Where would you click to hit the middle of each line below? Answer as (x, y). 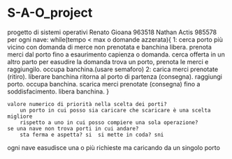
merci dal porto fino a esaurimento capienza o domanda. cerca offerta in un (116, 54)
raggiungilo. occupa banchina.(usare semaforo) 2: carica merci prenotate (113, 69)
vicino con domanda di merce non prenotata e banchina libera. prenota (109, 47)
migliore (20, 116)
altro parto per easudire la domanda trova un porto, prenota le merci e (108, 61)
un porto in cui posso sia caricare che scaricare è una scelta (115, 110)
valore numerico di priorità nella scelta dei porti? (87, 104)
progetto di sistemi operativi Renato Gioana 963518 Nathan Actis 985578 (112, 32)
